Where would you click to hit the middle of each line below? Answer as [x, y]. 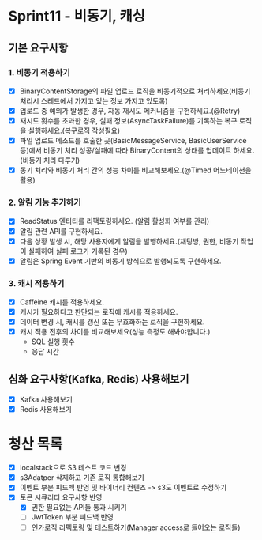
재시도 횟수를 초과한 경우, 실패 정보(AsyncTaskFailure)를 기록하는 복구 [129, 121]
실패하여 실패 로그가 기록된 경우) [78, 251]
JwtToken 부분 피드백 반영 [73, 517]
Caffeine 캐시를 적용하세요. [62, 302]
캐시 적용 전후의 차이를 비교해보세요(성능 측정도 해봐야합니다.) [115, 332]
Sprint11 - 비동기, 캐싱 [77, 16]
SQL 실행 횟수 [53, 342]
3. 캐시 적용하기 [36, 283]
